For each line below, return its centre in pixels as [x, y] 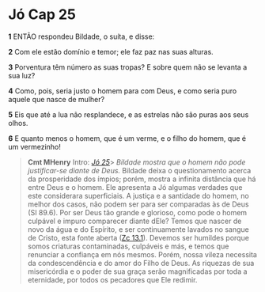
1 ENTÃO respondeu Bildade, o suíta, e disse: [81, 36]
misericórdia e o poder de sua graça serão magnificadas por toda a [137, 271]
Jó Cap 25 [42, 15]
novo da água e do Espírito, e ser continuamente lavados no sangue [138, 229]
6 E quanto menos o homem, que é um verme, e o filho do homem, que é [127, 138]
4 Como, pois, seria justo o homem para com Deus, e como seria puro [123, 91]
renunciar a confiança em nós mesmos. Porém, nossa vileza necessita [142, 254]
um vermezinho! [35, 146]
